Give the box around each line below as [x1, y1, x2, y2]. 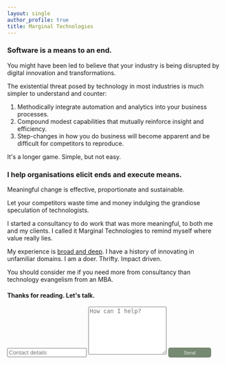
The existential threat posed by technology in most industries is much [7, 82, 204, 90]
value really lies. [7, 233, 53, 242]
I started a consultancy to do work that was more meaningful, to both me [7, 219, 214, 227]
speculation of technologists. [7, 206, 89, 214]
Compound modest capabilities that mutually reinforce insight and [16, 117, 204, 125]
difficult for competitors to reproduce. [16, 139, 124, 147]
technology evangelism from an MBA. [7, 275, 114, 283]
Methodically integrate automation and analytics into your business [16, 103, 207, 111]
